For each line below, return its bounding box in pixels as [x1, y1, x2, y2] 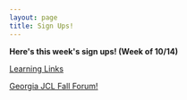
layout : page [9, 12, 58, 22]
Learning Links [9, 63, 64, 74]
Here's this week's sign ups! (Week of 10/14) [9, 46, 179, 56]
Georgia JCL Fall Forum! [9, 80, 98, 91]
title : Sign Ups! [9, 21, 74, 30]
